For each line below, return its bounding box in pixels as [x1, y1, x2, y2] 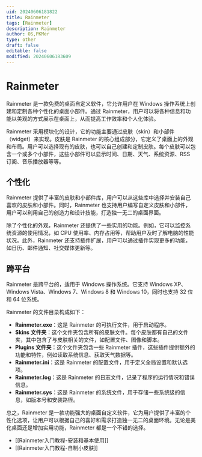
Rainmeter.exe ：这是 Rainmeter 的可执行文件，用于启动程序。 [14, 321, 170, 328]
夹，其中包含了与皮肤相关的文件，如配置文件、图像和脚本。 [14, 336, 163, 344]
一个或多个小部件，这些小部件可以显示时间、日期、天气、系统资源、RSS [11, 150, 191, 157]
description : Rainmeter [6, 25, 66, 32]
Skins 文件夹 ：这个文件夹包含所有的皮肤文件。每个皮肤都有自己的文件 [14, 328, 189, 336]
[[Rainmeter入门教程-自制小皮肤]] [14, 444, 98, 452]
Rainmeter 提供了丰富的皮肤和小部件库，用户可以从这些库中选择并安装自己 [6, 194, 191, 201]
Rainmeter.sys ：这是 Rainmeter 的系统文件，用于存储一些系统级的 [14, 389, 180, 396]
